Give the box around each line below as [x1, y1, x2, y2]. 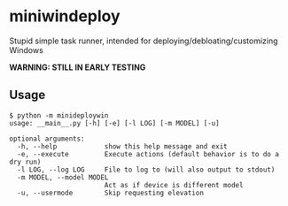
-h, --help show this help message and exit [17, 141, 228, 151]
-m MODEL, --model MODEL [17, 172, 109, 182]
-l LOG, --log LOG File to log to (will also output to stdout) [17, 165, 276, 174]
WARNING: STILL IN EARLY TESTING [9, 62, 146, 72]
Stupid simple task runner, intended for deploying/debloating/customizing [9, 35, 278, 46]
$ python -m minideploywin [9, 111, 109, 120]
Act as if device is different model [104, 180, 244, 189]
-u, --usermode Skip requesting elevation [17, 188, 204, 197]
